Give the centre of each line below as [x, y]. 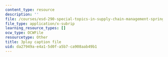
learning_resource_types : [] [35, 28]
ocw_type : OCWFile [24, 33]
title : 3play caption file [33, 42]
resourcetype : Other [27, 38]
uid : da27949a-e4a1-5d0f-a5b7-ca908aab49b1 [51, 47]
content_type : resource [30, 10]
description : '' [22, 14]
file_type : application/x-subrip [40, 24]
